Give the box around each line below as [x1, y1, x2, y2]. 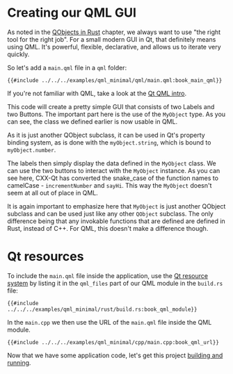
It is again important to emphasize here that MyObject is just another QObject [7, 202, 226, 210]
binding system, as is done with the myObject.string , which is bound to [7, 138, 211, 147]
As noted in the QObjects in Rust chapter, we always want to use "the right [7, 28, 221, 36]
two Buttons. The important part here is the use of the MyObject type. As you [7, 110, 226, 118]
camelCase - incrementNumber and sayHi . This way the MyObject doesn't [7, 181, 212, 189]
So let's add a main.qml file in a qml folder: [7, 63, 127, 72]
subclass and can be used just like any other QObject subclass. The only [7, 209, 214, 218]
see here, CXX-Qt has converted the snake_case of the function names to [7, 174, 219, 182]
